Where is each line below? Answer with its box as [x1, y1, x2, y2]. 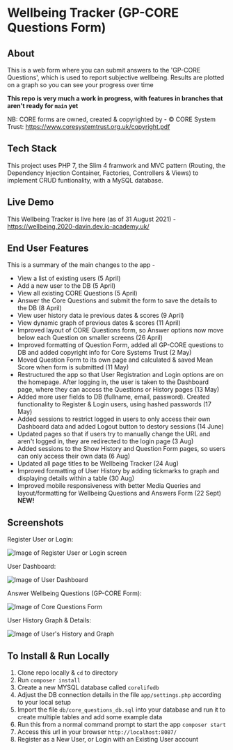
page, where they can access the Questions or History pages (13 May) [17, 385, 220, 394]
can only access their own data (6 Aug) [17, 452, 131, 461]
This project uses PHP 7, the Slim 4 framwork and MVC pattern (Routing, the [7, 161, 226, 169]
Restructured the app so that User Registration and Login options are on [17, 371, 224, 379]
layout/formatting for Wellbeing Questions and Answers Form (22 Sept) [17, 489, 221, 498]
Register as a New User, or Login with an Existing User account [17, 735, 199, 744]
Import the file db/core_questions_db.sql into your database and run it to [17, 705, 226, 714]
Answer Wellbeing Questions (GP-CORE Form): [7, 589, 142, 597]
